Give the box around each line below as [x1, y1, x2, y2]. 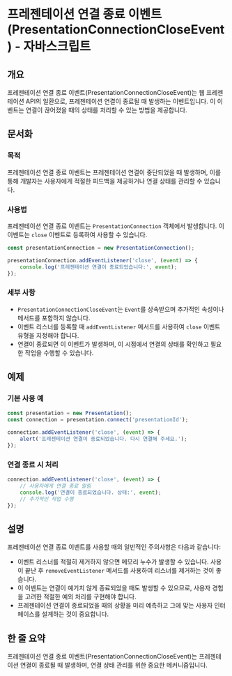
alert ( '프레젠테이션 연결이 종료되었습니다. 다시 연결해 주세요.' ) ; [20, 435, 187, 443]
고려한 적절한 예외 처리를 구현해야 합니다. [24, 592, 137, 601]
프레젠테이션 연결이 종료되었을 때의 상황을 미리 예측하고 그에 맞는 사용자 [17, 601, 213, 610]
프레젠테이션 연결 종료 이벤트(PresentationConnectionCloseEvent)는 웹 [7, 89, 205, 96]
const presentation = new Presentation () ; [7, 410, 132, 417]
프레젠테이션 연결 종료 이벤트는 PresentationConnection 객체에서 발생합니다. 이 [7, 221, 225, 230]
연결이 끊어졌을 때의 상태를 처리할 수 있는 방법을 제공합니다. [25, 106, 187, 114]
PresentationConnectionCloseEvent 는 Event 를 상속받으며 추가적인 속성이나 [17, 305, 224, 313]
